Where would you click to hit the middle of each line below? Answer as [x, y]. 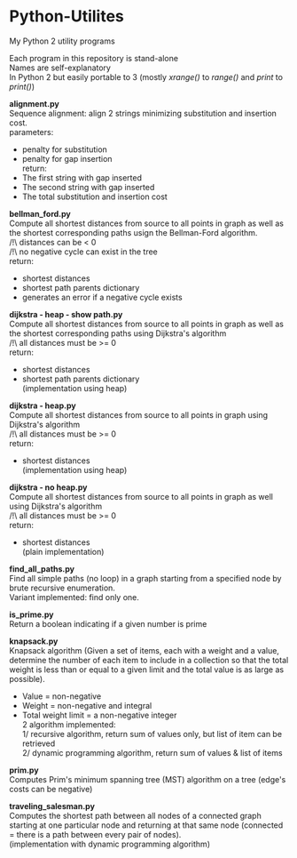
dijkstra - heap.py [43, 405]
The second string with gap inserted [88, 187]
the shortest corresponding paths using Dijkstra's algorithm [118, 333]
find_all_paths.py [42, 569]
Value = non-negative [62, 696]
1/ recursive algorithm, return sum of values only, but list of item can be [152, 734]
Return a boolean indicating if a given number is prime [108, 623]
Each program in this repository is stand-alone [94, 58]
